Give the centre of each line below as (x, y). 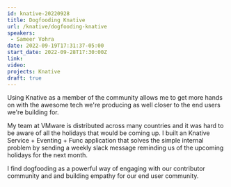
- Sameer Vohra (32, 39)
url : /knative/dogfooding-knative (57, 26)
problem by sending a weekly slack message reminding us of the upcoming (115, 148)
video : (17, 65)
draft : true (24, 78)
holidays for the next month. (48, 155)
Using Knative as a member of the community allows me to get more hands (115, 98)
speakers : (22, 33)
